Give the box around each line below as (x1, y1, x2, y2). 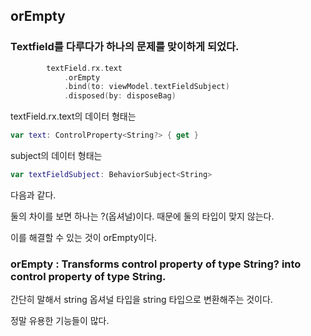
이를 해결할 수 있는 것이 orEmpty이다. (10, 231, 158, 243)
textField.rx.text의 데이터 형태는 (10, 110, 137, 123)
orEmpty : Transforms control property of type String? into (10, 257, 302, 271)
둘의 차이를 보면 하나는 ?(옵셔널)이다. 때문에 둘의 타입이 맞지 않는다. (10, 210, 275, 222)
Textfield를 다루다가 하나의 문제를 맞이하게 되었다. (10, 40, 240, 54)
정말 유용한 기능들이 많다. (10, 315, 110, 327)
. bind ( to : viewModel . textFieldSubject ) (63, 82, 230, 92)
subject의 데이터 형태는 (10, 150, 103, 162)
